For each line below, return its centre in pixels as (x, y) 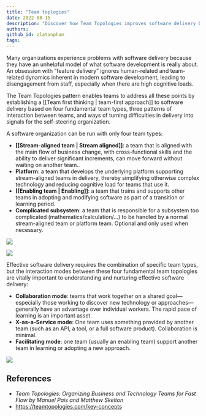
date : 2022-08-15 (29, 18)
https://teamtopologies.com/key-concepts (69, 406)
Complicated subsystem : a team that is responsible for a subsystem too (107, 210)
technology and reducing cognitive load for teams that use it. (92, 184)
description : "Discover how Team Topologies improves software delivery (101, 23)
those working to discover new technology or (99, 303)
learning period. (35, 204)
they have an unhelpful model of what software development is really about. (102, 64)
